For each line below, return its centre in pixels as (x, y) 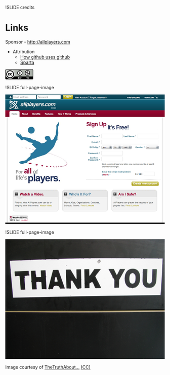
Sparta (27, 62)
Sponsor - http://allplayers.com (38, 42)
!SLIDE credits (20, 7)
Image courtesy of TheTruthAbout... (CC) (48, 367)
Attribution (24, 51)
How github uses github (45, 57)
